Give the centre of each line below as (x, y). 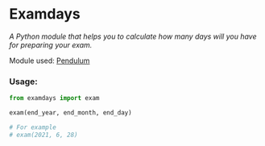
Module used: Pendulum (50, 60)
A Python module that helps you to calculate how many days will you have (133, 36)
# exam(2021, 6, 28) (44, 135)
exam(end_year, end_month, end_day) (70, 113)
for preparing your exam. (51, 44)
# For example (33, 127)
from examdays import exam (54, 98)
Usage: (24, 81)
